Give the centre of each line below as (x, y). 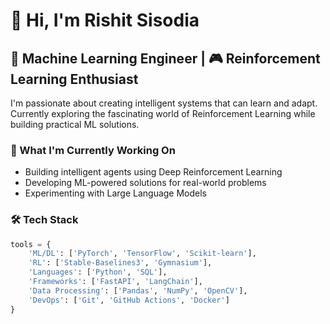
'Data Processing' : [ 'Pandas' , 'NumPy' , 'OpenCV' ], (138, 290)
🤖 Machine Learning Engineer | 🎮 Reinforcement (165, 58)
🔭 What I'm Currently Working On (93, 150)
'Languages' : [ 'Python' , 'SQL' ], (98, 272)
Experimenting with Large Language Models (116, 193)
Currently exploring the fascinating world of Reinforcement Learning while (163, 113)
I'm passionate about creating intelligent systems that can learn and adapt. (164, 103)
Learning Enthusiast (74, 79)
